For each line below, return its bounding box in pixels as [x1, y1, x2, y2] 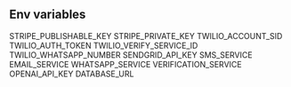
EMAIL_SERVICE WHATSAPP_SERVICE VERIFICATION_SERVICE [9, 59, 242, 69]
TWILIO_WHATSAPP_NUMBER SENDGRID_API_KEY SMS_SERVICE [9, 49, 253, 60]
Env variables [9, 7, 86, 22]
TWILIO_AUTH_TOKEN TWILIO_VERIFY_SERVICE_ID [9, 40, 198, 51]
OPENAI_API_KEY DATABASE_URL [9, 68, 134, 79]
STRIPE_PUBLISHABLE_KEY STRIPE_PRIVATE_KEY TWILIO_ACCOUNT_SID [9, 30, 283, 41]
